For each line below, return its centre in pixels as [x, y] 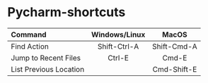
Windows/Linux [118, 34]
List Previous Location [48, 69]
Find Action [30, 46]
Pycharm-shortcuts [67, 12]
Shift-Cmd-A [175, 46]
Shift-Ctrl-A [119, 46]
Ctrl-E [119, 58]
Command [29, 34]
